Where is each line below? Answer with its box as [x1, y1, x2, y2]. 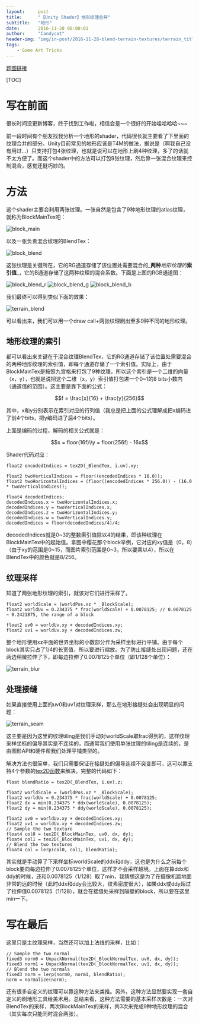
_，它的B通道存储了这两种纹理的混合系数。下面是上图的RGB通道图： [17, 269, 184, 276]
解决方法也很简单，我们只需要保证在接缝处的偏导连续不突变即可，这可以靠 [6, 760, 188, 767]
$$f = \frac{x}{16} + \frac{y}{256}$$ [54, 394, 145, 402]
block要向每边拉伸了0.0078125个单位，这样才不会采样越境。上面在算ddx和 [6, 866, 190, 873]
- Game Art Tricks [17, 48, 62, 53]
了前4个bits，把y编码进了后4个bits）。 [6, 414, 99, 422]
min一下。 [6, 895, 31, 902]
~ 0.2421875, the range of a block [6, 612, 94, 618]
